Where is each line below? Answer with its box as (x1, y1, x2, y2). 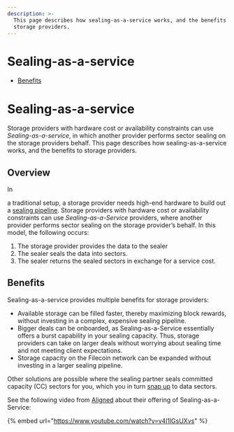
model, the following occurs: (7, 229, 89, 237)
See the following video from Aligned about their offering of (7, 396, 179, 404)
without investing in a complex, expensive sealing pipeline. (17, 316, 187, 325)
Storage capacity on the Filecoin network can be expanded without (17, 354, 212, 362)
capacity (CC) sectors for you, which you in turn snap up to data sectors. (7, 382, 218, 390)
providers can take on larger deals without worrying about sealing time (17, 338, 221, 347)
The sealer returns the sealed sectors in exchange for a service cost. (17, 257, 217, 266)
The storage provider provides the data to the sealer (17, 242, 168, 250)
